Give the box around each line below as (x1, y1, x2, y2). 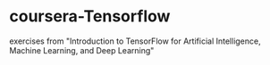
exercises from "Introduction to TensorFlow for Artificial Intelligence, (9, 36, 261, 46)
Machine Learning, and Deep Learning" (9, 45, 155, 55)
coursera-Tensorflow (9, 6, 171, 27)
